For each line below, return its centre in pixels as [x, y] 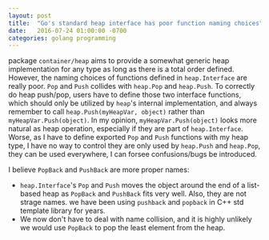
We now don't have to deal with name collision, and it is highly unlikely [136, 219]
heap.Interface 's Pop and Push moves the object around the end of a [132, 186]
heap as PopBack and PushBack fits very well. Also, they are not [145, 194]
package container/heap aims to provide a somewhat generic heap [119, 61]
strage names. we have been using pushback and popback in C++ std [132, 202]
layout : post [30, 16]
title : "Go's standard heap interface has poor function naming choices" [136, 23]
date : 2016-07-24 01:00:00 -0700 [68, 30]
